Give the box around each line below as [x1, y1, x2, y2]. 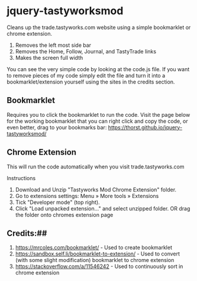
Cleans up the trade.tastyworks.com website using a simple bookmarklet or [7, 24, 191, 31]
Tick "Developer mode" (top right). [15, 199, 100, 206]
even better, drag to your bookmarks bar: [7, 123, 107, 131]
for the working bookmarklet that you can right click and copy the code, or [7, 117, 188, 124]
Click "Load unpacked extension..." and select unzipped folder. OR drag [15, 205, 190, 212]
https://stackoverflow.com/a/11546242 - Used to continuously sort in [15, 263, 183, 270]
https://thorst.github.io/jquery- [108, 123, 183, 131]
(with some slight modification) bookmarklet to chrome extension [15, 257, 175, 264]
